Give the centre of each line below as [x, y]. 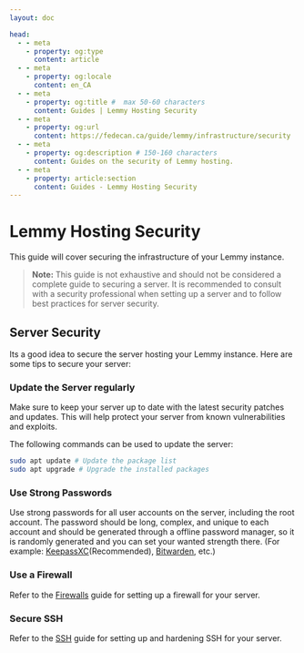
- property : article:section [81, 179]
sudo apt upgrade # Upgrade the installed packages [109, 470]
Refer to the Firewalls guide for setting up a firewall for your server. [135, 595]
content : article [66, 60]
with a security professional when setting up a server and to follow [157, 294]
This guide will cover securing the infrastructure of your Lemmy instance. [147, 257]
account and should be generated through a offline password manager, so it [152, 532]
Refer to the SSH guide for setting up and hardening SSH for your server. [146, 638]
